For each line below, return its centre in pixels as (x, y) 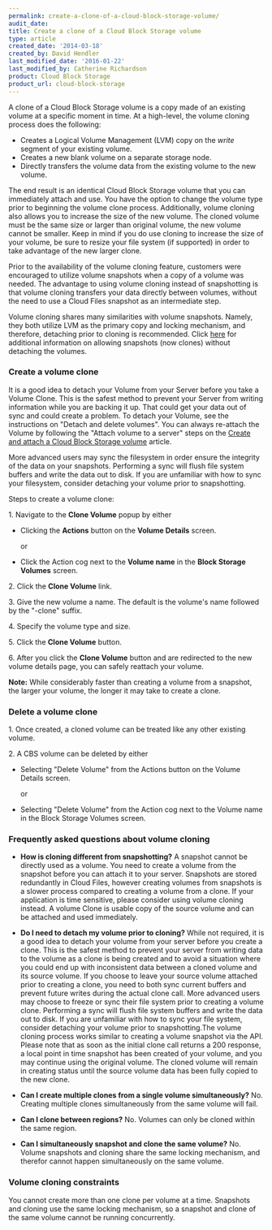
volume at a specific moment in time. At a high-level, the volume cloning (129, 115)
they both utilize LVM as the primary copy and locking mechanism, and (127, 325)
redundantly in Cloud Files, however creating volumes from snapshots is (141, 883)
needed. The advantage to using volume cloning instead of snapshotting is (133, 283)
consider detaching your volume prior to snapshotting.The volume (131, 1028)
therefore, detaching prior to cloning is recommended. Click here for (123, 334)
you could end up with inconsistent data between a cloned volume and (138, 968)
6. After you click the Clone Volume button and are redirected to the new (130, 658)
